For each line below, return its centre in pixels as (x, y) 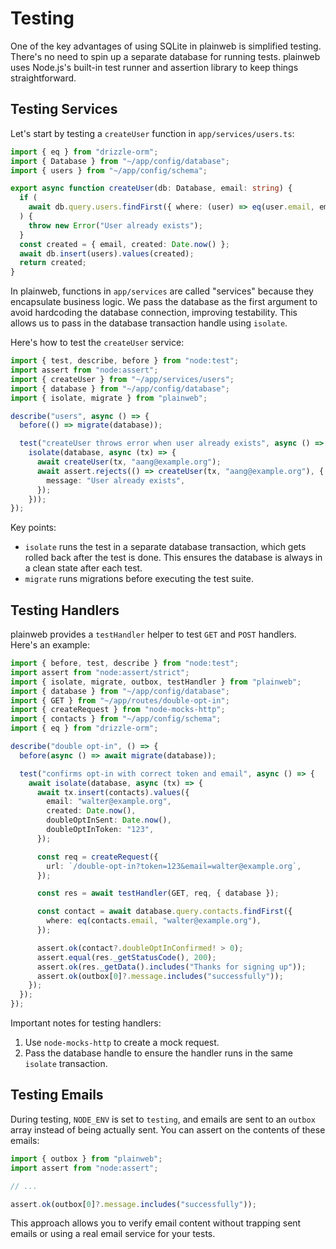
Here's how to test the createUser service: (97, 343)
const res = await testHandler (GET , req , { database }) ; (158, 893)
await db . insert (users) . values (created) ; (107, 253)
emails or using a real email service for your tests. (113, 1234)
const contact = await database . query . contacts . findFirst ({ (164, 912)
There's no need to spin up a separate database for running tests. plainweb (165, 56)
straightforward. (43, 78)
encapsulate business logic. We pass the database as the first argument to (164, 302)
